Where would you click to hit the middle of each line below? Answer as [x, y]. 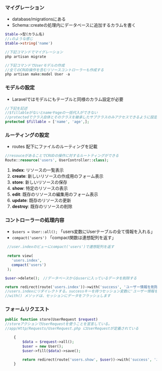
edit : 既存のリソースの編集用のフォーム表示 [55, 194]
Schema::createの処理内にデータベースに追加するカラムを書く [74, 25]
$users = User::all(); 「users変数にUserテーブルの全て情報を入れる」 [83, 232]
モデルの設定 [20, 88]
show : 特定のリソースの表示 [40, 188]
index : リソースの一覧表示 [38, 170]
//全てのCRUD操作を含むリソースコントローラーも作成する [54, 70]
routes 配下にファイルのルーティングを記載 [55, 147]
